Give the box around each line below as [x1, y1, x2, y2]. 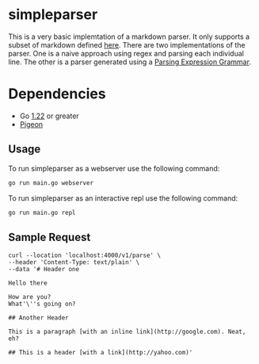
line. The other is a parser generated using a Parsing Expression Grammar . [8, 57, 252, 67]
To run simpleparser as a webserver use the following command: [8, 163, 220, 173]
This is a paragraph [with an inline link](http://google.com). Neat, [8, 328, 246, 336]
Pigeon [19, 119, 44, 128]
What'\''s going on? [8, 300, 77, 308]
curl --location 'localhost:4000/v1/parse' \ [8, 251, 161, 259]
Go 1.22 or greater [19, 111, 79, 121]
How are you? [8, 293, 51, 301]
